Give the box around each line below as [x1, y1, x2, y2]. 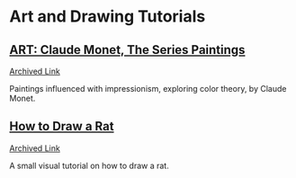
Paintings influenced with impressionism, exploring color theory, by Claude [9, 84, 287, 93]
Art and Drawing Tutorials [9, 6, 206, 27]
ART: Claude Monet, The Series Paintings [9, 42, 246, 58]
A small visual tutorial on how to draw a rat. [9, 160, 169, 171]
